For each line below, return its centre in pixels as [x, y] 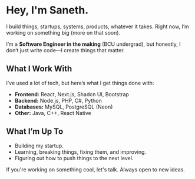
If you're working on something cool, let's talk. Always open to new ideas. [96, 169]
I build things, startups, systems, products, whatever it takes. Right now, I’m [98, 26]
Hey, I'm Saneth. [47, 10]
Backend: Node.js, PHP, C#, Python [58, 100]
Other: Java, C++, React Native [53, 113]
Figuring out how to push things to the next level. [74, 158]
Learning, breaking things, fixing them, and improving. [80, 152]
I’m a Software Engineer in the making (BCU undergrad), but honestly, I [93, 44]
